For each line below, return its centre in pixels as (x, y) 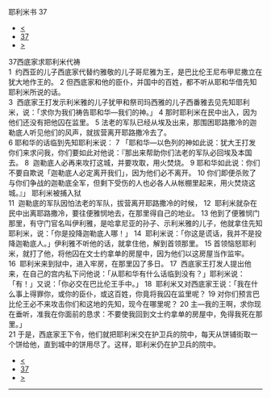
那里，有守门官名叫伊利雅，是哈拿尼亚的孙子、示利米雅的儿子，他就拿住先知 (135, 223)
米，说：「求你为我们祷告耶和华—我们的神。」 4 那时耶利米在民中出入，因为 (133, 112)
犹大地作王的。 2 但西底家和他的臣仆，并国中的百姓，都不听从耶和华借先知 (133, 82)
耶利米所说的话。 (37, 92)
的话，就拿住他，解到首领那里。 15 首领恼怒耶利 (176, 243)
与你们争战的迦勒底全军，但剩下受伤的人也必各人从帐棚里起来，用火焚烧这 (132, 183)
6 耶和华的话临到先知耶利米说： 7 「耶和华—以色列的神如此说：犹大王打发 (132, 142)
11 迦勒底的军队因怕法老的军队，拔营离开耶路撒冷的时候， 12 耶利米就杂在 (133, 203)
